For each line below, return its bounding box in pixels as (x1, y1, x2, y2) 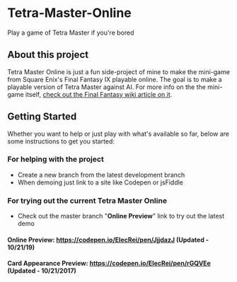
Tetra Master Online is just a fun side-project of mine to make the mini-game (7, 67, 230, 76)
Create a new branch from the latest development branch (17, 170, 185, 179)
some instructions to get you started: (7, 136, 115, 146)
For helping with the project (7, 154, 104, 164)
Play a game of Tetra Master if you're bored (7, 28, 134, 37)
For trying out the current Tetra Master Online (7, 196, 168, 206)
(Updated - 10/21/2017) (7, 266, 76, 275)
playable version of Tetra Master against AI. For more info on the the (7, 83, 207, 91)
